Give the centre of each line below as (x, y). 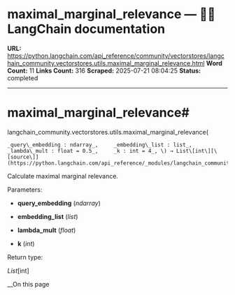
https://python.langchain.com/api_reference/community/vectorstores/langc (116, 56)
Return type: (25, 257)
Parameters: (25, 189)
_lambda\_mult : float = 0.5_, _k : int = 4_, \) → (90, 151)
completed (23, 78)
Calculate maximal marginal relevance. (63, 176)
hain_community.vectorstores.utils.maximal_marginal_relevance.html (106, 63)
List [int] (18, 271)
